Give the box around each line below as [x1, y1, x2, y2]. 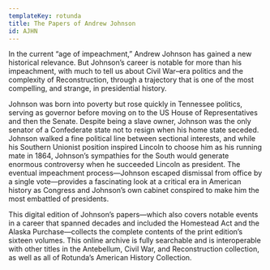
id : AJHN [8, 27, 38, 35]
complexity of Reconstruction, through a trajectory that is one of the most [8, 75, 254, 85]
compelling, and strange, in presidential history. [8, 84, 168, 93]
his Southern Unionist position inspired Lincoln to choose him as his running [8, 143, 262, 152]
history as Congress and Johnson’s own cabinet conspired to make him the [8, 186, 259, 195]
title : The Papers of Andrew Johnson [8, 19, 136, 28]
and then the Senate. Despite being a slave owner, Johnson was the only [8, 117, 251, 126]
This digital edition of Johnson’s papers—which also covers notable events [8, 210, 259, 220]
